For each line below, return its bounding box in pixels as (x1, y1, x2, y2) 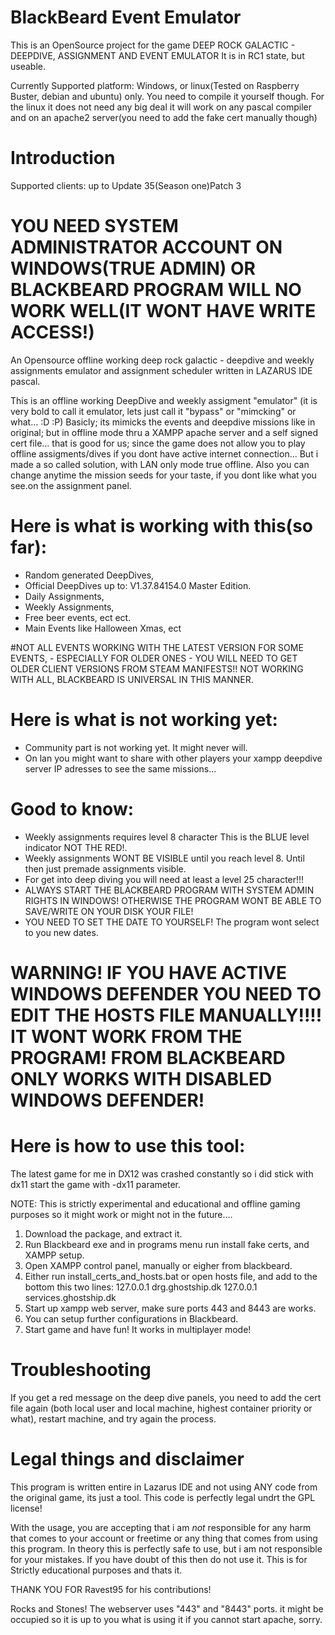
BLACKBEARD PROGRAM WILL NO (10, 279, 302, 301)
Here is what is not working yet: (10, 708, 278, 731)
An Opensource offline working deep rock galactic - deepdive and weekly (10, 354, 315, 366)
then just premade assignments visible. (24, 862, 187, 875)
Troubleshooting (10, 1358, 152, 1381)
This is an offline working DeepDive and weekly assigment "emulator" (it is (10, 394, 318, 406)
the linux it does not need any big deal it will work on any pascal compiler (10, 101, 313, 113)
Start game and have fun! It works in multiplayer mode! (24, 1323, 252, 1335)
